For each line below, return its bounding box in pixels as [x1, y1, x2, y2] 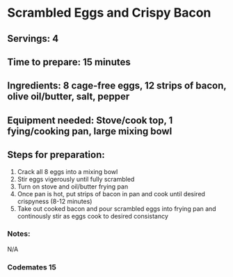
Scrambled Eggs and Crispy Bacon [7, 5, 211, 21]
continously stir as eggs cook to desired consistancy [17, 212, 169, 220]
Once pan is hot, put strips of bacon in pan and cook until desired [17, 189, 205, 198]
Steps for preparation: [7, 149, 106, 161]
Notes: [7, 229, 31, 239]
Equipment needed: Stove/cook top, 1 [7, 114, 173, 126]
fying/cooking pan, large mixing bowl [7, 125, 172, 137]
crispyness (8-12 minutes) [17, 197, 93, 205]
